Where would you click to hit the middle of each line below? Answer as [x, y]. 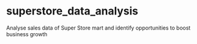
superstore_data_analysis [72, 11]
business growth [27, 34]
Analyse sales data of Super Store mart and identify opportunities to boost [98, 28]
